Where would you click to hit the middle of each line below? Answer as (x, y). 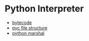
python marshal (28, 33)
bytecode (22, 22)
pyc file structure (30, 27)
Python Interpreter (44, 9)
